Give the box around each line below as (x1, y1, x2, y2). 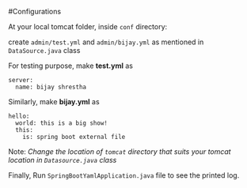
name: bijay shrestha (15, 83, 87, 91)
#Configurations (8, 7, 62, 16)
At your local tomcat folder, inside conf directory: (8, 22, 168, 31)
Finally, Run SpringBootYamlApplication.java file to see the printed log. (8, 171, 240, 180)
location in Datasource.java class (8, 156, 117, 164)
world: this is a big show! (15, 119, 108, 127)
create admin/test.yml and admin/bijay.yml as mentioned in (8, 37, 204, 47)
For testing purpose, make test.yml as (8, 61, 133, 70)
